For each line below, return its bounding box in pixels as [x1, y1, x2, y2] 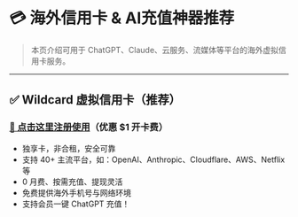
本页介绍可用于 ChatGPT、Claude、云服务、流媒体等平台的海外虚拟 [30, 44, 279, 55]
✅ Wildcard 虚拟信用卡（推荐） [9, 92, 182, 107]
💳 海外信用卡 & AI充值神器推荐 [9, 8, 235, 28]
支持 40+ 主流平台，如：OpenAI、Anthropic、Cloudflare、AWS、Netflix [21, 154, 286, 165]
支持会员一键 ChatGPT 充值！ [21, 198, 130, 209]
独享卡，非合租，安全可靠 [21, 143, 116, 153]
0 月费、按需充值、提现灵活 [21, 176, 123, 187]
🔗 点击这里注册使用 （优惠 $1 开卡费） [9, 121, 169, 134]
